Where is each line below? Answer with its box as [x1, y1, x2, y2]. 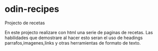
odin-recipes [4, 3, 59, 15]
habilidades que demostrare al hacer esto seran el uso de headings [4, 35, 143, 41]
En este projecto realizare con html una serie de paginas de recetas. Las [4, 29, 153, 35]
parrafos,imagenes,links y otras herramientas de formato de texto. [4, 40, 141, 46]
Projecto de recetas [4, 20, 45, 26]
